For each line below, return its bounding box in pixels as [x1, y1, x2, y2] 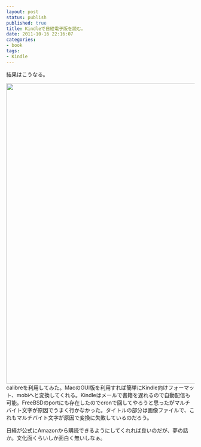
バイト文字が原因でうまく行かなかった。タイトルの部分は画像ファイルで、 [6, 406, 190, 413]
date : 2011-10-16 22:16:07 [6, 31, 74, 37]
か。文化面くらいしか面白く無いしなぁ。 [6, 434, 106, 442]
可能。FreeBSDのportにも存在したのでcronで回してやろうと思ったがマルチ [6, 399, 190, 406]
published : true [6, 20, 47, 26]
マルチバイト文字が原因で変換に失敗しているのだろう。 [16, 414, 153, 421]
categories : [6, 37, 36, 43]
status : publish [6, 14, 47, 20]
